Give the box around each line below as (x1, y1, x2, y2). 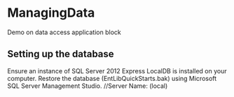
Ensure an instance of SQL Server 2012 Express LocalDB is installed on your (7, 66, 228, 75)
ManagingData (7, 5, 95, 21)
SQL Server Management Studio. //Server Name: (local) (7, 82, 168, 90)
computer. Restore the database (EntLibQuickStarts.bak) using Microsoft (7, 74, 217, 82)
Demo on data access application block (7, 28, 121, 36)
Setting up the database (7, 48, 114, 60)
